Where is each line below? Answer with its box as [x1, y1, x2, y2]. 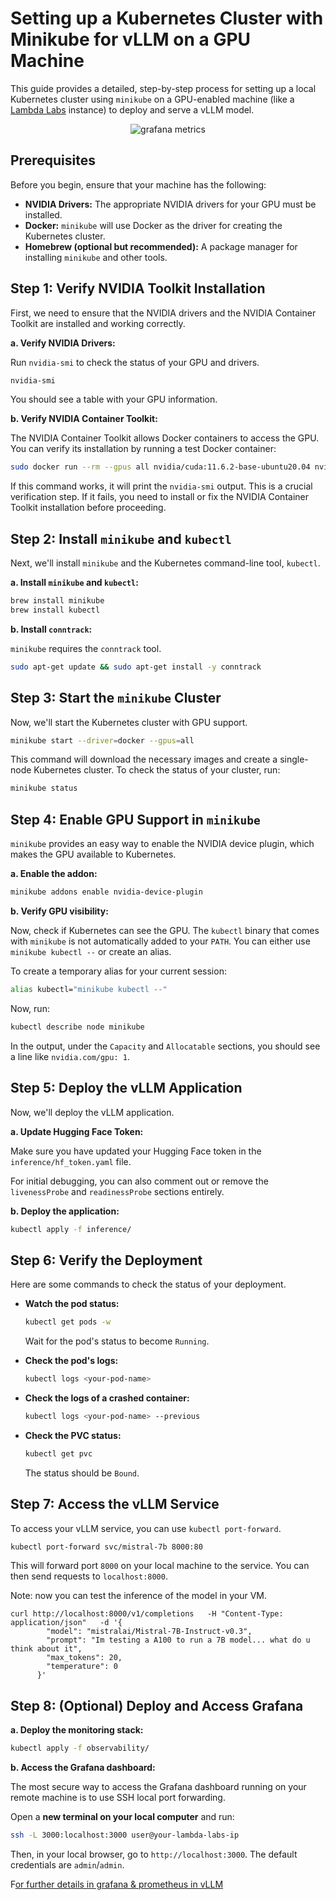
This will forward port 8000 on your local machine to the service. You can [10, 1560, 310, 1572]
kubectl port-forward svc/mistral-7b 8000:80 [10, 1542, 203, 1552]
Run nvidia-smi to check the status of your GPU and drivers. [10, 356, 260, 368]
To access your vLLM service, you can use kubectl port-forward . [10, 1522, 282, 1534]
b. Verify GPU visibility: [10, 905, 109, 917]
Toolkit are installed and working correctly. [10, 317, 186, 329]
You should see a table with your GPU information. [10, 393, 218, 406]
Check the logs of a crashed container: [24, 1392, 190, 1404]
